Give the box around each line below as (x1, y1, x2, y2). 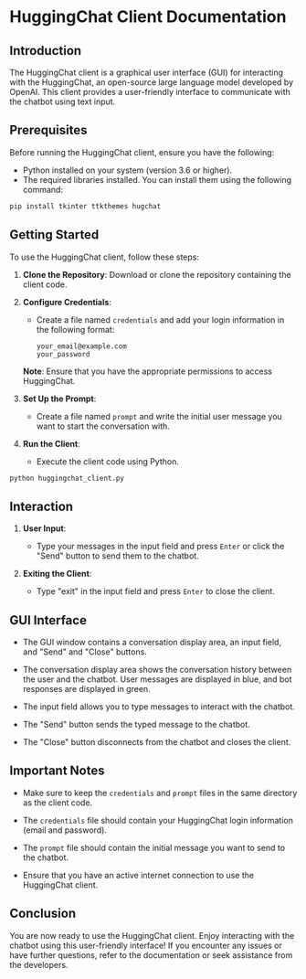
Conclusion (9, 906, 77, 921)
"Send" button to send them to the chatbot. (36, 550, 199, 561)
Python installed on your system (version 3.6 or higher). (22, 165, 233, 176)
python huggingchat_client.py (9, 474, 125, 483)
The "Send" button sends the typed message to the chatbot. (22, 719, 251, 729)
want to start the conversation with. (36, 420, 171, 431)
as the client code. (22, 797, 93, 808)
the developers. (9, 959, 69, 970)
